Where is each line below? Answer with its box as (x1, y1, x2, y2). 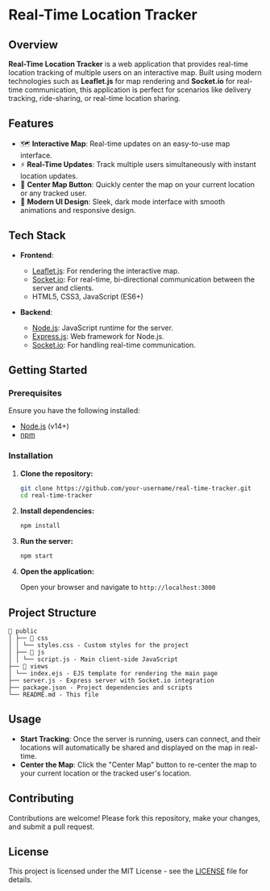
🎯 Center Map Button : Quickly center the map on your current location (19, 179, 255, 189)
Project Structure (8, 605, 97, 619)
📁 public (8, 627, 38, 635)
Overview (8, 38, 59, 52)
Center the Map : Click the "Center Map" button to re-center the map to (19, 759, 257, 769)
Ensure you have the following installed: (8, 406, 141, 416)
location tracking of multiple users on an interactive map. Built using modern (8, 68, 262, 77)
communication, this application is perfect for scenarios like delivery (24, 85, 251, 94)
